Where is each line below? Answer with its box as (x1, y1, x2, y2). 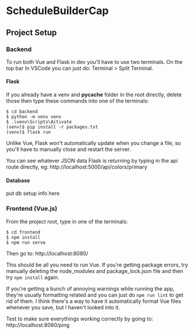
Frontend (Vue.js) (6, 204, 57, 212)
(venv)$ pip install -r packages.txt (6, 124, 98, 130)
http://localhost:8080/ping (6, 321, 70, 328)
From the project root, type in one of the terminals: (6, 218, 128, 225)
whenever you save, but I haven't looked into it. (6, 303, 120, 311)
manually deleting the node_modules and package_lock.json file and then (6, 267, 183, 274)
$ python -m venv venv (6, 114, 62, 120)
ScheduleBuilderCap (6, 4, 109, 18)
